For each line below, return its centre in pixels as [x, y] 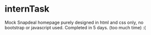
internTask [27, 9]
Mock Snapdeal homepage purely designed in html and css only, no [74, 22]
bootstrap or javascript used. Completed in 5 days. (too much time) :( [75, 27]
